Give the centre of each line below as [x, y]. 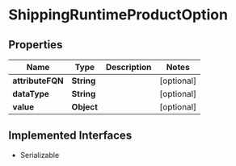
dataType [31, 94]
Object [85, 107]
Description [129, 67]
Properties [36, 45]
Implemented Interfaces [70, 136]
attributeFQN [38, 81]
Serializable [40, 155]
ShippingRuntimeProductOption [118, 15]
